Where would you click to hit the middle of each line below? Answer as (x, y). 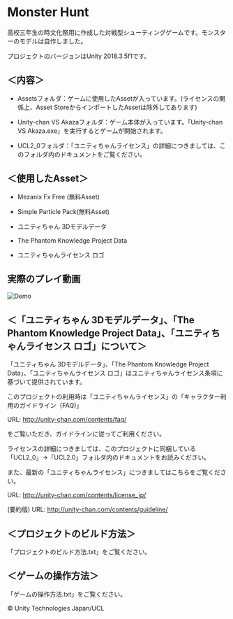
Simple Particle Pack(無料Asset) (63, 211)
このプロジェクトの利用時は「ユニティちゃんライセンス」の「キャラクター (114, 397)
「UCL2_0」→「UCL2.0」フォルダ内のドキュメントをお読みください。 (109, 457)
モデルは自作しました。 (53, 41)
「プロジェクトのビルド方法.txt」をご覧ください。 (79, 552)
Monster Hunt (48, 12)
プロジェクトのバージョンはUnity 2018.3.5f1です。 (79, 56)
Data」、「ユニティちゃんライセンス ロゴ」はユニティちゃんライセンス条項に (115, 373)
